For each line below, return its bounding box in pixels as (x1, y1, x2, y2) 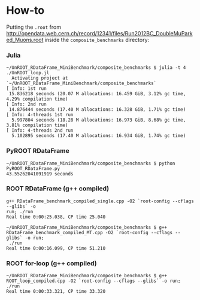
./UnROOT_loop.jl (6, 70, 50, 76)
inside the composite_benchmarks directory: (44, 36, 150, 43)
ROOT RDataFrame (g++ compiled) (6, 184, 110, 193)
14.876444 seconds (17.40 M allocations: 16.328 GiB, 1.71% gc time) (8, 107, 186, 113)
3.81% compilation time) (6, 122, 68, 129)
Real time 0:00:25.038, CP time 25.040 (6, 214, 106, 220)
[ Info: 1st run (6, 86, 47, 92)
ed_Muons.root (6, 36, 44, 43)
